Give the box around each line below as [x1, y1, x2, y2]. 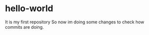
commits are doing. [5, 24, 44, 30]
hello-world [5, 3, 54, 14]
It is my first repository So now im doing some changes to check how [5, 19, 145, 25]
